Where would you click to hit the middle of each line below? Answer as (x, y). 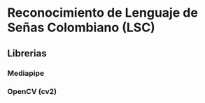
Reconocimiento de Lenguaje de (102, 13)
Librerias (27, 53)
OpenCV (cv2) (32, 92)
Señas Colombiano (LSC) (81, 27)
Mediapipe (26, 73)
